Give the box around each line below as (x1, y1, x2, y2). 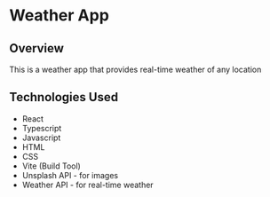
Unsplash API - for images (21, 169, 119, 180)
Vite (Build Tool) (21, 161, 82, 171)
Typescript (21, 122, 62, 133)
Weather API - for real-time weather (21, 179, 154, 190)
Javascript (21, 132, 61, 143)
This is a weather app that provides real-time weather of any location (9, 64, 262, 75)
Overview (9, 41, 65, 56)
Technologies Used (9, 90, 118, 105)
